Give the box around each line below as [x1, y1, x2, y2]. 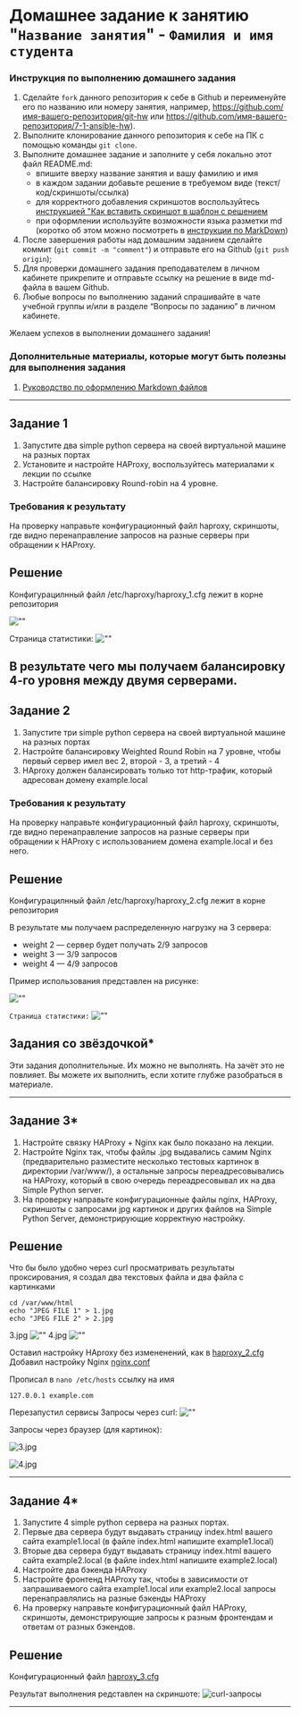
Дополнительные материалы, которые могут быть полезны [9, 350, 287, 363]
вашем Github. [54, 282, 110, 293]
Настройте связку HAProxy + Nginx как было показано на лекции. [21, 1137, 274, 1148]
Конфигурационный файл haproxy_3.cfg [9, 1671, 159, 1682]
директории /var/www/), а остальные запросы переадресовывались [21, 1165, 285, 1176]
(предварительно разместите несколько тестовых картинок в [21, 1156, 260, 1166]
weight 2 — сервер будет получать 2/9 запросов [21, 939, 208, 950]
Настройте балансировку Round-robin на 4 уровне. [21, 477, 219, 488]
